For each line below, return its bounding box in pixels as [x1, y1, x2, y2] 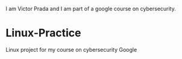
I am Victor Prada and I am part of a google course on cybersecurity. [5, 5, 176, 12]
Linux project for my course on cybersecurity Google [5, 46, 137, 53]
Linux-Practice [5, 26, 81, 40]
